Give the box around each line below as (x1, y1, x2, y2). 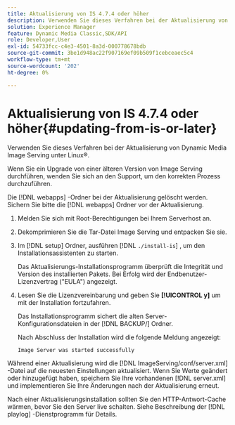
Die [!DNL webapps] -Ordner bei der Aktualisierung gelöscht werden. (7, 193, 208, 202)
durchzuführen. (7, 180, 53, 188)
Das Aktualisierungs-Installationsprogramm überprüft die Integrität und (17, 263, 223, 271)
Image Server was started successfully (17, 347, 135, 354)
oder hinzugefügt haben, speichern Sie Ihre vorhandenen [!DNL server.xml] (7, 374, 227, 383)
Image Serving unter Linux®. (7, 151, 90, 159)
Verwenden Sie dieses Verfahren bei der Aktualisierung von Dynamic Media (7, 143, 227, 152)
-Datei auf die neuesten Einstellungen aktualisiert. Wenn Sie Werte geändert (7, 367, 228, 375)
